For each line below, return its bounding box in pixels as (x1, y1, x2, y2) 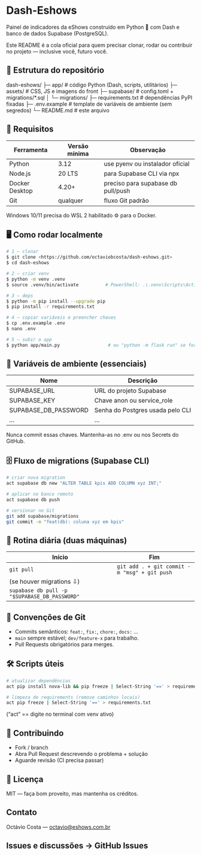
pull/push (103, 187, 130, 195)
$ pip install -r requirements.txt (6, 304, 95, 310)
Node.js (9, 169, 31, 178)
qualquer (57, 196, 84, 205)
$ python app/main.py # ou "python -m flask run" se (6, 342, 186, 348)
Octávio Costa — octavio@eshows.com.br (6, 823, 111, 830)
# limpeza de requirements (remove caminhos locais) (6, 694, 141, 700)
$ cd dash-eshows (6, 260, 50, 266)
